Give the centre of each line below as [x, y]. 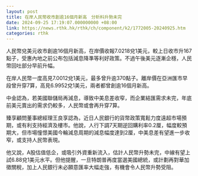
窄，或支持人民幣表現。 [34, 140]
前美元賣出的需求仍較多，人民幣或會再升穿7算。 [64, 105]
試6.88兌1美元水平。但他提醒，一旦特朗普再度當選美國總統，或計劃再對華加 [98, 160]
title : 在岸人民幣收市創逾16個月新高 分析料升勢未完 [64, 17]
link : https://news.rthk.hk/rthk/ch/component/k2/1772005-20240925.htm [96, 28]
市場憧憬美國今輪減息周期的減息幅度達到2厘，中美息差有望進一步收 [108, 132]
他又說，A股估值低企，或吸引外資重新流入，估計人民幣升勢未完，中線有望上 [98, 152]
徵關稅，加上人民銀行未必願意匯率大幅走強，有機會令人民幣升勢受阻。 [91, 167]
